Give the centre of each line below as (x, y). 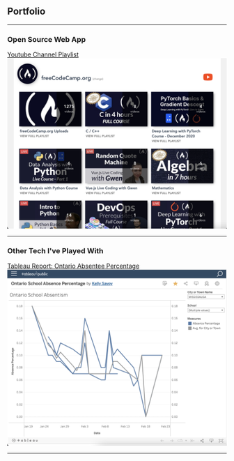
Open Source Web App (47, 39)
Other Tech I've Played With (55, 250)
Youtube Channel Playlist (43, 54)
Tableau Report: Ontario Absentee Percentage (73, 266)
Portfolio (26, 12)
